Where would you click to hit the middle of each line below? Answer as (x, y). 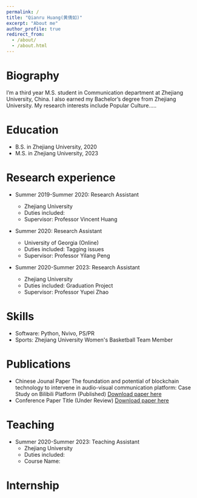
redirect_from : (25, 35)
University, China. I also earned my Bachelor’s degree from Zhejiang (91, 99)
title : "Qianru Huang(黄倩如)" (45, 18)
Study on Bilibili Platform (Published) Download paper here (88, 394)
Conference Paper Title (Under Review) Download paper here (92, 400)
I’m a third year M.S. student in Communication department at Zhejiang (95, 92)
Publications (38, 364)
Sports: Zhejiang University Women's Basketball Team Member (94, 340)
